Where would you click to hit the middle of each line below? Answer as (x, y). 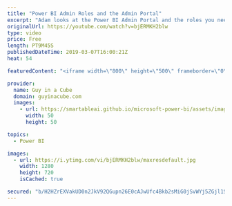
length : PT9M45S (30, 46)
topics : (18, 134)
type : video (24, 33)
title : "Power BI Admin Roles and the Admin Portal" (85, 13)
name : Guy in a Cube (43, 90)
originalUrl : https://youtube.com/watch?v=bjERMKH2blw (88, 26)
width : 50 (39, 116)
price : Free (24, 39)
